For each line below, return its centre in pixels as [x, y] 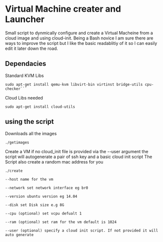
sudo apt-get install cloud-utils [40, 107]
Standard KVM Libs [24, 75]
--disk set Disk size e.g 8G [35, 205]
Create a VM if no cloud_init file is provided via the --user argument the [77, 151]
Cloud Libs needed [24, 98]
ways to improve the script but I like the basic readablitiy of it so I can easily [81, 43]
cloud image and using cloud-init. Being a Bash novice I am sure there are [79, 38]
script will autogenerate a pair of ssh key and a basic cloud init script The [79, 157]
